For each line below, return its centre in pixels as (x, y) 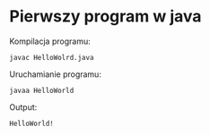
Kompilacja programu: (50, 41)
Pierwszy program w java (105, 17)
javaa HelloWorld (42, 90)
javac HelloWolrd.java (52, 57)
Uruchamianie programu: (55, 74)
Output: (23, 107)
